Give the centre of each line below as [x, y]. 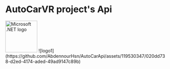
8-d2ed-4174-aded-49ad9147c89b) [43, 61]
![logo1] [46, 50]
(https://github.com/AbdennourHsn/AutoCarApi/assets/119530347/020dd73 [85, 56]
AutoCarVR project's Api [59, 9]
